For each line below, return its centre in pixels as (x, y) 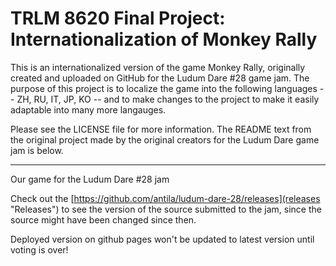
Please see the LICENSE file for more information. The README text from (161, 129)
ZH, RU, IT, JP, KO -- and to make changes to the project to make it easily (168, 99)
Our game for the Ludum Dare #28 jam (90, 179)
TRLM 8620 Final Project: (118, 18)
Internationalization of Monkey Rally (164, 39)
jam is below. (37, 150)
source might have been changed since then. (103, 219)
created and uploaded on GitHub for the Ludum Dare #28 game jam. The (160, 78)
